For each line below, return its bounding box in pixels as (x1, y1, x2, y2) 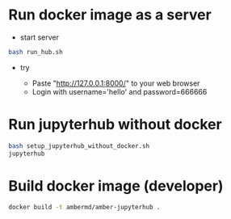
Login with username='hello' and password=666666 (31, 86, 208, 96)
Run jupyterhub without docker (8, 116, 222, 133)
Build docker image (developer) (8, 176, 224, 195)
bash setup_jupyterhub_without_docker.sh (8, 141, 150, 150)
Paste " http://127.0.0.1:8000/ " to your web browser (31, 78, 200, 88)
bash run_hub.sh (8, 48, 63, 56)
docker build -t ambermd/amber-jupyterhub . (8, 204, 161, 212)
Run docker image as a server (8, 6, 212, 24)
